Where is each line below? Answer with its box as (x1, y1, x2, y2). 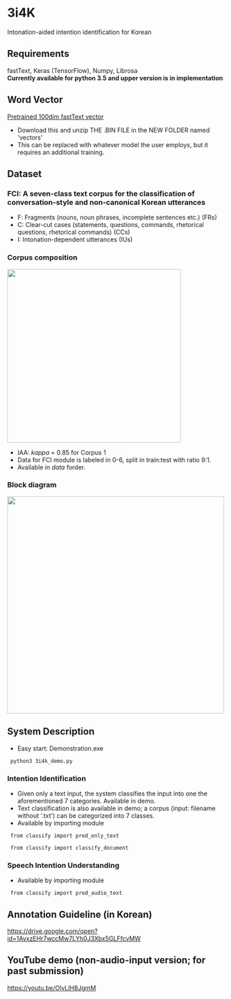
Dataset (7, 168, 42, 180)
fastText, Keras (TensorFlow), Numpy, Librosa (7, 66, 138, 74)
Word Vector (7, 94, 64, 106)
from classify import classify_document (10, 844, 129, 851)
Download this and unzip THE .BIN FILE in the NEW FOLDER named (17, 126, 210, 134)
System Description (7, 725, 95, 737)
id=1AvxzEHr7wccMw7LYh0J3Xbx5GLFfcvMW (7, 934, 141, 943)
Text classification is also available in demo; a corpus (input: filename (17, 804, 216, 812)
